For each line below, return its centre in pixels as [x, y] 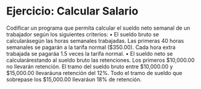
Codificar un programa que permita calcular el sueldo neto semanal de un [98, 28]
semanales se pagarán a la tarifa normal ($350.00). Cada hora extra [91, 47]
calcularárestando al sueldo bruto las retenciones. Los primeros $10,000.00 [100, 60]
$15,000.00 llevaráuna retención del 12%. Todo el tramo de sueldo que [94, 73]
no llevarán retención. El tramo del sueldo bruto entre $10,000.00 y [90, 66]
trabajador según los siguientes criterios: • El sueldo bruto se [83, 34]
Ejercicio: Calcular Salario [72, 11]
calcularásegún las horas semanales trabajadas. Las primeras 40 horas [95, 41]
